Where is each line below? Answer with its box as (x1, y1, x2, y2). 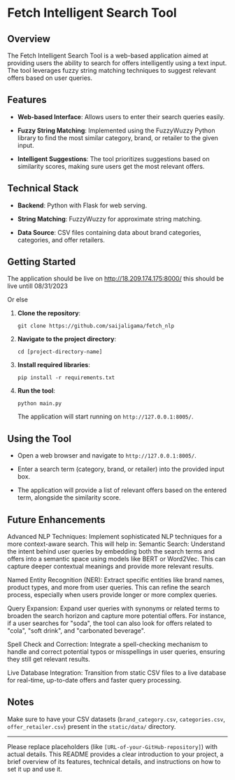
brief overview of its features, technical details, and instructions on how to (7, 757, 221, 765)
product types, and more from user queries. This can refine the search (7, 583, 211, 591)
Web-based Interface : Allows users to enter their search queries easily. (17, 112, 225, 121)
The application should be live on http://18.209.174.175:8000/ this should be (7, 275, 225, 283)
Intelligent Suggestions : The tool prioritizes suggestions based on (17, 154, 210, 163)
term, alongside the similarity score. (17, 493, 121, 502)
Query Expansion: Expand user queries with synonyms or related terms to (7, 604, 220, 613)
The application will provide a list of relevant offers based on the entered (17, 486, 227, 495)
